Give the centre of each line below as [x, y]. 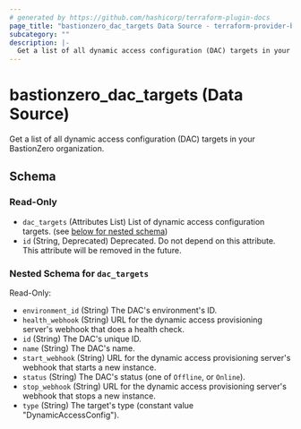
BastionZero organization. [57, 149]
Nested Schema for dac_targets [79, 273]
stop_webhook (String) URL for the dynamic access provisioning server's [154, 387]
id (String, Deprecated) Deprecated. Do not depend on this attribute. [149, 240]
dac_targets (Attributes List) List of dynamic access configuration [143, 221]
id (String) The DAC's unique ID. [82, 339]
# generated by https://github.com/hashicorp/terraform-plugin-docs [140, 17]
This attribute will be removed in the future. [102, 250]
